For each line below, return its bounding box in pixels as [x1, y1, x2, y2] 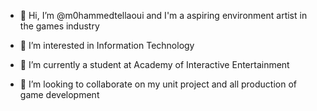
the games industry [19, 20, 100, 32]
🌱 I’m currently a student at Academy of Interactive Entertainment [19, 59, 290, 70]
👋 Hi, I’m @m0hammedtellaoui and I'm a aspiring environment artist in [19, 10, 308, 21]
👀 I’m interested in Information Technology [19, 40, 195, 51]
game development [19, 89, 100, 100]
